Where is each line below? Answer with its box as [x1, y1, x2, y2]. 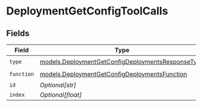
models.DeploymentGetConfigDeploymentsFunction [40, 70, 188, 78]
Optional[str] [40, 81, 76, 89]
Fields [6, 28, 30, 38]
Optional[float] [40, 91, 82, 99]
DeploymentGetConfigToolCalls [6, 4, 168, 18]
